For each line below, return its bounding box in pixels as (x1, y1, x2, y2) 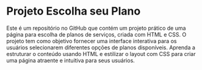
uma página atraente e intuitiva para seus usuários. (6, 57, 135, 64)
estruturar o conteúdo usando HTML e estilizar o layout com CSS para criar (6, 50, 196, 57)
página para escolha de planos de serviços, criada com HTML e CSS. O (6, 30, 187, 38)
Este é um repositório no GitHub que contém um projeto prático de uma (6, 24, 186, 32)
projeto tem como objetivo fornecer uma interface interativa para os (6, 37, 177, 44)
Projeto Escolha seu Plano (6, 4, 141, 18)
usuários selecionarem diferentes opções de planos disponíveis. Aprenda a (6, 44, 195, 51)
